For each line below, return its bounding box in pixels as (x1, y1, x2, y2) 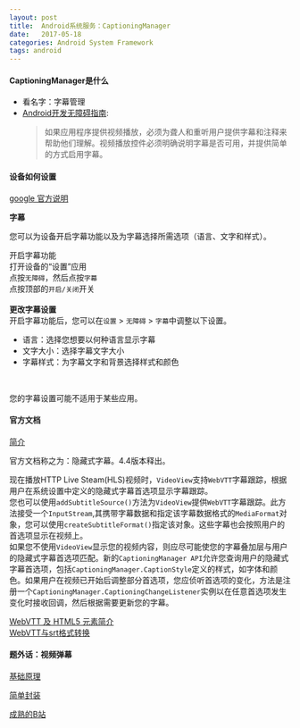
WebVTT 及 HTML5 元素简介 (9, 615, 114, 626)
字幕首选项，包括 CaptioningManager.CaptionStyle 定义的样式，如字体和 (9, 564, 271, 574)
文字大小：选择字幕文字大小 (21, 345, 125, 356)
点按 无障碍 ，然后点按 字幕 (9, 272, 98, 282)
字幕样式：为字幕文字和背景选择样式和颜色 (21, 356, 179, 367)
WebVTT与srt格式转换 (9, 627, 91, 638)
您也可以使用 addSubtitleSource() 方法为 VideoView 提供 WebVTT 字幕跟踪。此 (9, 497, 279, 507)
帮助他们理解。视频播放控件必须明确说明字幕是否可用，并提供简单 (44, 138, 287, 148)
